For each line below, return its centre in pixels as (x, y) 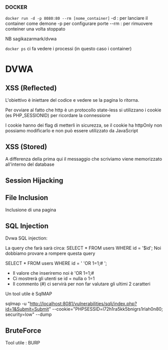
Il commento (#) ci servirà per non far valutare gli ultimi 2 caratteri (81, 284)
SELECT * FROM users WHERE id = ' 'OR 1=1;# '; (56, 264)
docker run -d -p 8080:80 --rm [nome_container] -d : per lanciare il (77, 18)
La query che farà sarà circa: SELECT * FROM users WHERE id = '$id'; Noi (83, 248)
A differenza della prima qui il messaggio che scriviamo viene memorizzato (84, 159)
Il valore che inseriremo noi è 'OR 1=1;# (53, 273)
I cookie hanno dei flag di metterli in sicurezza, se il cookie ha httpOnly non (84, 125)
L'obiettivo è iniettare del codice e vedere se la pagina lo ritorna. (72, 100)
